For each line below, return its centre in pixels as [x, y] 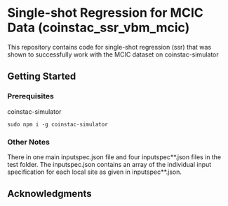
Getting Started [42, 76]
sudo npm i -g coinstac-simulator [58, 124]
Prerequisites [31, 96]
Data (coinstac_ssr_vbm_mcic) [99, 28]
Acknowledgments [50, 194]
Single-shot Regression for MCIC [105, 13]
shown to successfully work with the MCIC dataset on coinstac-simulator [113, 54]
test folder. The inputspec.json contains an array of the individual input [109, 164]
